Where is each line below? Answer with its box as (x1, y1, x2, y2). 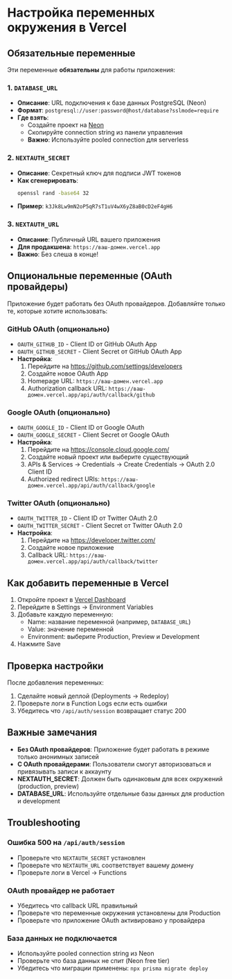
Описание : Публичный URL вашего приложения (17, 235, 161, 244)
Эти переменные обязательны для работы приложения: (7, 66, 175, 74)
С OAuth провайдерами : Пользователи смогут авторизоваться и (17, 760, 211, 768)
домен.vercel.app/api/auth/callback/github (27, 391, 156, 399)
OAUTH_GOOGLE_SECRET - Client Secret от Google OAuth (17, 430, 170, 439)
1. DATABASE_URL (7, 83, 58, 92)
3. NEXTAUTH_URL (7, 219, 60, 229)
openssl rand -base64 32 (17, 190, 89, 196)
